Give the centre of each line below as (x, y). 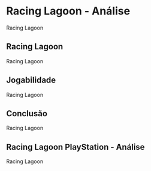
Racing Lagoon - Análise (68, 11)
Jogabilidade (31, 80)
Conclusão (27, 113)
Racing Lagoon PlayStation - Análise (75, 147)
